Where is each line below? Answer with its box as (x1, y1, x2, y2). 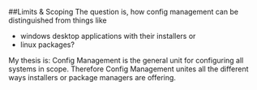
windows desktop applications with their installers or (19, 32, 196, 41)
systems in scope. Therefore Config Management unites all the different (8, 64, 249, 74)
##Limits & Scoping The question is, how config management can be (8, 7, 239, 16)
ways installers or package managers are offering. (8, 73, 177, 82)
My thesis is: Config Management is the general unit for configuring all (8, 56, 244, 65)
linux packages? (19, 40, 75, 49)
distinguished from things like (8, 15, 107, 25)
